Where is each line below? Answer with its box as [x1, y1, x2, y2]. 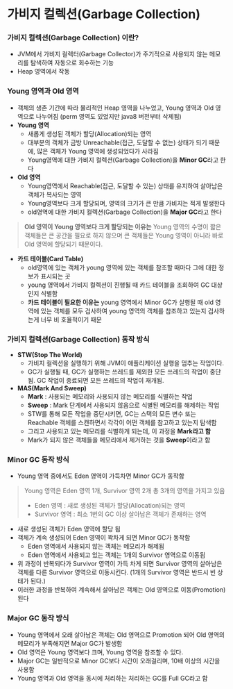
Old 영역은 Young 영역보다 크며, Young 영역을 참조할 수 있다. [17, 647, 184, 656]
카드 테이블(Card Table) [17, 254, 84, 263]
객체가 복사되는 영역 [27, 190, 82, 199]
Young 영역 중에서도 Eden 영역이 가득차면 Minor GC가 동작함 [17, 472, 185, 480]
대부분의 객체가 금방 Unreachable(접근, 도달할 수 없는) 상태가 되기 [27, 138, 207, 147]
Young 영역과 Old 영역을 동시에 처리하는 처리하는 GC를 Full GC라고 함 [17, 674, 208, 682]
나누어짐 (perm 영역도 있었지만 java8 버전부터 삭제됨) [35, 112, 182, 120]
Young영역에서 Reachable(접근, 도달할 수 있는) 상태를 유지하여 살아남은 [27, 181, 223, 190]
